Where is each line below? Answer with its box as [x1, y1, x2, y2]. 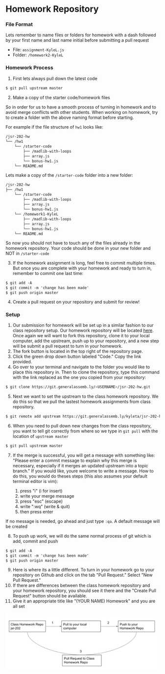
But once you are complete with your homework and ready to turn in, [12, 265, 152, 271]
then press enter [20, 509, 53, 514]
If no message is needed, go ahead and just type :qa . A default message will [5, 518, 160, 524]
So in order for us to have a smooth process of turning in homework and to [5, 104, 156, 110]
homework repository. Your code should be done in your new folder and [5, 245, 151, 251]
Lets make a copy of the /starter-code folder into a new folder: [5, 172, 134, 178]
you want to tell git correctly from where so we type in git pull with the [12, 428, 158, 434]
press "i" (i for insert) [20, 487, 63, 494]
